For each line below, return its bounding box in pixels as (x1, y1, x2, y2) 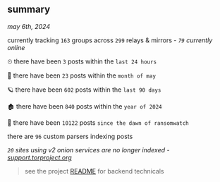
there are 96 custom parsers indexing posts (7, 132, 133, 140)
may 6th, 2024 (7, 22, 51, 30)
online (7, 43, 25, 51)
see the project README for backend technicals (24, 166, 164, 175)
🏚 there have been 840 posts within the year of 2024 (7, 102, 162, 110)
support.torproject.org (7, 153, 72, 162)
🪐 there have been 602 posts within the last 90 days (7, 85, 161, 94)
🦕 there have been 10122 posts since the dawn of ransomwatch (7, 118, 189, 127)
